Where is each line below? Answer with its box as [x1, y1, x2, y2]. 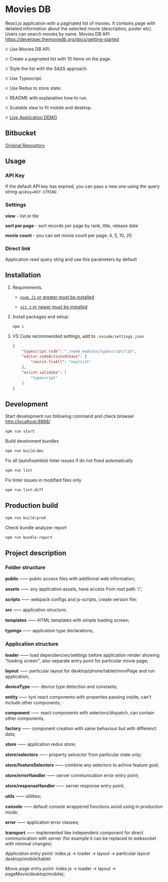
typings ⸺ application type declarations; [5, 628, 94, 634]
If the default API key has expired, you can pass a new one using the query [5, 183, 160, 189]
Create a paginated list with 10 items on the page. [9, 55, 112, 61]
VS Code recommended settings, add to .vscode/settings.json [12, 333, 144, 339]
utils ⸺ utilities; [5, 793, 42, 799]
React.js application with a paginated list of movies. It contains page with [5, 20, 155, 26]
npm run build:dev [5, 448, 44, 454]
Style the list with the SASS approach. [9, 65, 88, 72]
